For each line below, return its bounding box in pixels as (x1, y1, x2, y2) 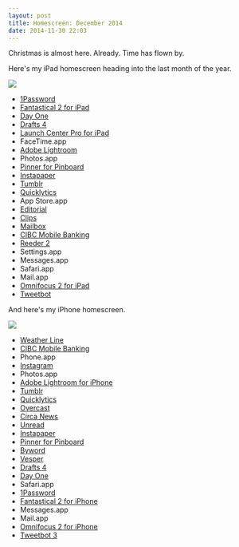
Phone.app (19, 352, 56, 362)
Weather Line (19, 335, 65, 345)
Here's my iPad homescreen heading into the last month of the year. (8, 64, 232, 73)
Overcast (19, 403, 50, 413)
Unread (19, 420, 45, 430)
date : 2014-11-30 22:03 (8, 26, 88, 34)
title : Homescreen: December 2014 (8, 19, 123, 27)
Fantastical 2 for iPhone (19, 497, 98, 506)
